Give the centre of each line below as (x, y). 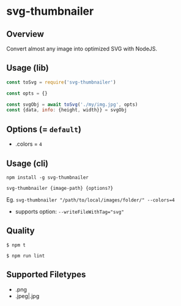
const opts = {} (27, 93)
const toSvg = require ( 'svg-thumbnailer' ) (61, 82)
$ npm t (16, 245)
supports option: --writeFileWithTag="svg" (69, 211)
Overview (25, 34)
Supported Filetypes (46, 275)
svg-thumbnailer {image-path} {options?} (60, 188)
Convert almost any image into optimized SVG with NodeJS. (82, 49)
